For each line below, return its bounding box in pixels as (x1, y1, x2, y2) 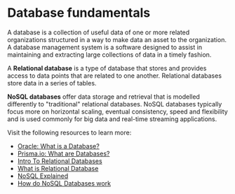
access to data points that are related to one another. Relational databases (7, 71, 222, 80)
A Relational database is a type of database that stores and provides (7, 64, 207, 72)
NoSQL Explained (17, 172, 69, 180)
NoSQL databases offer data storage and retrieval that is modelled (7, 92, 200, 101)
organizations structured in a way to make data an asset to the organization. (7, 35, 227, 43)
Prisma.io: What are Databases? (17, 149, 110, 158)
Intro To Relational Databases (17, 156, 103, 165)
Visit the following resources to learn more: (7, 128, 132, 137)
